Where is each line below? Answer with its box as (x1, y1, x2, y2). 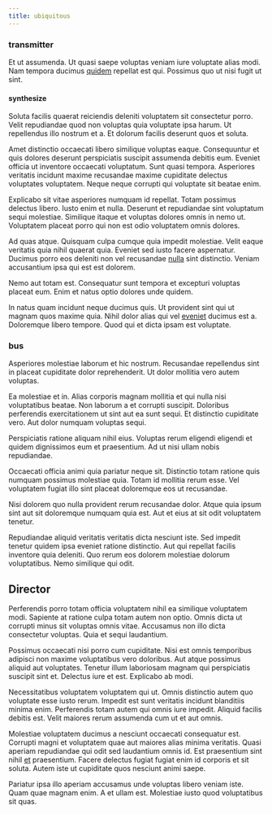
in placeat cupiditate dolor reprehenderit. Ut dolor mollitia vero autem (8, 367, 240, 377)
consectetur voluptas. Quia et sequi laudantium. (8, 630, 169, 640)
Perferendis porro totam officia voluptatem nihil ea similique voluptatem (8, 604, 248, 614)
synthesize (8, 93, 47, 103)
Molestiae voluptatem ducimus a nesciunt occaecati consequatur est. (8, 729, 241, 739)
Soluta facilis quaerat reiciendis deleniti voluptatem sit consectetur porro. (8, 112, 253, 121)
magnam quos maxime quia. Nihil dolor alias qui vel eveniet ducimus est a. (8, 311, 257, 322)
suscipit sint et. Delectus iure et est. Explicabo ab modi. (8, 672, 194, 681)
